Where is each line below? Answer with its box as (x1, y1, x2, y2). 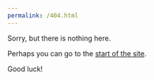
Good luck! (7, 64, 43, 74)
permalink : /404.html (7, 11, 79, 20)
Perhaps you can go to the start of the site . (7, 48, 147, 58)
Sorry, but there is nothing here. (7, 33, 111, 43)
